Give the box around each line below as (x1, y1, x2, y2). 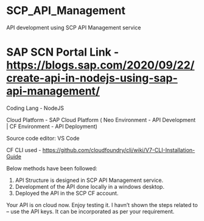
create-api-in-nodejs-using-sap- (6, 71, 178, 85)
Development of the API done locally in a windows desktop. (15, 183, 164, 190)
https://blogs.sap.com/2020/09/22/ (6, 59, 195, 72)
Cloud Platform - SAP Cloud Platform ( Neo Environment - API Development (6, 116, 196, 123)
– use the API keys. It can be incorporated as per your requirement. (6, 208, 175, 215)
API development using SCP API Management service (6, 24, 141, 31)
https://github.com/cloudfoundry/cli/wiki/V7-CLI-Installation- (42, 146, 195, 153)
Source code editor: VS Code (6, 134, 80, 142)
